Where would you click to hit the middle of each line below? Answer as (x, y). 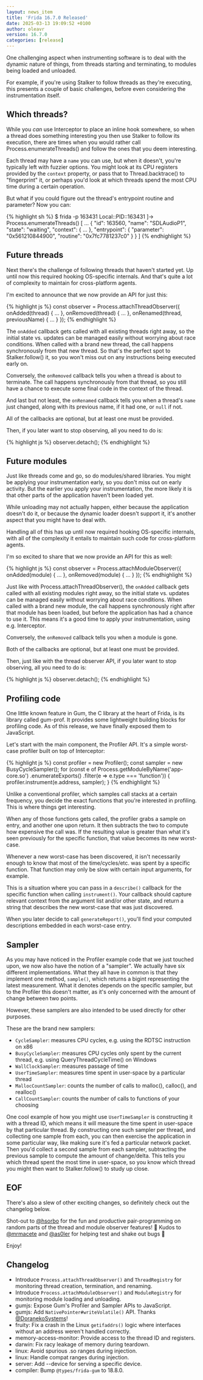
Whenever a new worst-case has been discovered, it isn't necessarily (93, 857)
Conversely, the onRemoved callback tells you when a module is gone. (92, 637)
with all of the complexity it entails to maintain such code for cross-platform (101, 538)
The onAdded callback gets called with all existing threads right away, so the (100, 331)
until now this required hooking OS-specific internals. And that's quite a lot (100, 276)
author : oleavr (26, 29)
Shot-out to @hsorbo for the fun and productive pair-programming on (94, 1221)
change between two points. (42, 998)
